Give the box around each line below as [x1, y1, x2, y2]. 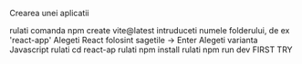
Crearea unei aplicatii [9, 8, 89, 18]
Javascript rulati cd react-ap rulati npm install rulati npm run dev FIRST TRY [9, 44, 294, 55]
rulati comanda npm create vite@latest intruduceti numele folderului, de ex [9, 25, 290, 35]
